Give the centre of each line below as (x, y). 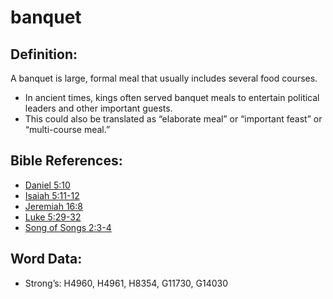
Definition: (44, 54)
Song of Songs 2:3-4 (68, 227)
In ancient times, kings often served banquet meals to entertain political (172, 97)
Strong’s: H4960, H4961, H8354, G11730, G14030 (126, 283)
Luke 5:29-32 (53, 217)
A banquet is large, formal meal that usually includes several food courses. (164, 78)
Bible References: (66, 161)
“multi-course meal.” (67, 129)
